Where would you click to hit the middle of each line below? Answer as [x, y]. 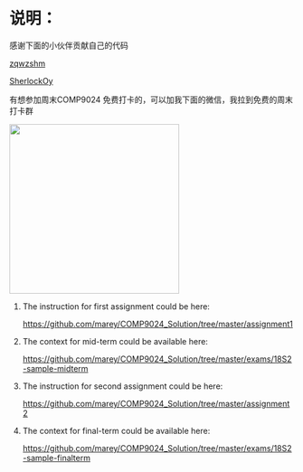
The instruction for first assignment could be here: [116, 306]
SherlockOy [31, 80]
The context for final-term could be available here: [116, 430]
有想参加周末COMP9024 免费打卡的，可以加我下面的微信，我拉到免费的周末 [151, 99]
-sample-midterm [55, 368]
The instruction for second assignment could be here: [123, 386]
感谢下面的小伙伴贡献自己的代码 [69, 45]
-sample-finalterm [56, 458]
